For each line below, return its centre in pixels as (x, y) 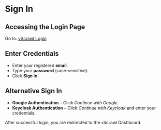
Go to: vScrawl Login (26, 38)
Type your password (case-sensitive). (50, 70)
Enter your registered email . (40, 65)
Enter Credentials (32, 54)
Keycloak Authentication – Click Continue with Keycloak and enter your (84, 108)
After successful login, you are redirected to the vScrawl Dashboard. (73, 122)
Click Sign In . (25, 76)
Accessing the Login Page (45, 27)
